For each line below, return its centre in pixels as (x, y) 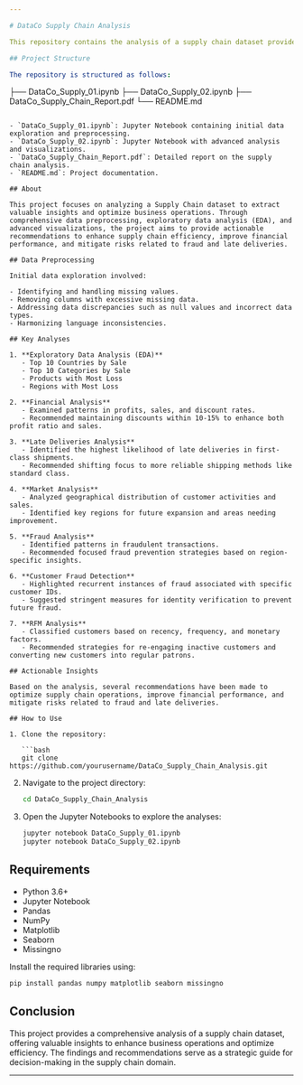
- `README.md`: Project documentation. (84, 173)
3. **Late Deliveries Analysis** (72, 442)
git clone (40, 758)
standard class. (40, 474)
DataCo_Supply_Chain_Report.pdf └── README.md (106, 101)
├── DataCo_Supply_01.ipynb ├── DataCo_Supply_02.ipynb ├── (131, 92)
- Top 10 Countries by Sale (74, 363)
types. (22, 316)
